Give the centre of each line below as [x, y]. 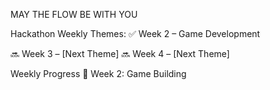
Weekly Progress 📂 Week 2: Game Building [98, 73]
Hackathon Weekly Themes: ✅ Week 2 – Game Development [135, 33]
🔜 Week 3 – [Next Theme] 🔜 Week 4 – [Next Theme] [120, 53]
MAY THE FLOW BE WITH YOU [74, 14]
